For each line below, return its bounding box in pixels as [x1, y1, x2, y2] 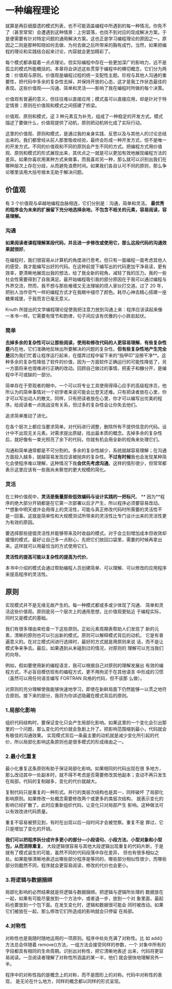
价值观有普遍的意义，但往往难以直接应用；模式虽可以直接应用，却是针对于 [5, 96, 162, 102]
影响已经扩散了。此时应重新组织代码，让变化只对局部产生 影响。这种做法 [5, 802, 159, 808]
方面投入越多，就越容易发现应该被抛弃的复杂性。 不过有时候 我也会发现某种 [5, 454, 162, 460]
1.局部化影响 [5, 707, 36, 714]
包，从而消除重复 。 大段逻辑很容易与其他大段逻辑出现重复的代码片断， [5, 843, 155, 849]
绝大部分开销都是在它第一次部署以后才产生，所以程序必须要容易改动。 [14, 500, 162, 506]
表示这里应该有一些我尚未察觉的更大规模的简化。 [5, 467, 109, 473]
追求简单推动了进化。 [5, 413, 50, 419]
